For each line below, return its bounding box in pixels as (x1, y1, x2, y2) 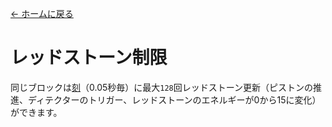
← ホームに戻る (10, 8, 74, 19)
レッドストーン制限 (10, 47, 168, 69)
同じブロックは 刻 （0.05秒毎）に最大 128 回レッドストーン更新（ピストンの (10, 81, 314, 93)
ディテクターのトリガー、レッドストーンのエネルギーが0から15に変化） (27, 93, 322, 106)
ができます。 (10, 106, 63, 118)
